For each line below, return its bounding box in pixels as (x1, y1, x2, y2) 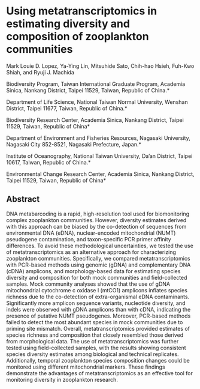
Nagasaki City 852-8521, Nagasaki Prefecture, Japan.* (6, 140, 142, 148)
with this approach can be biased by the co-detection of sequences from (6, 223, 187, 230)
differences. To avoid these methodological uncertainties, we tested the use (6, 242, 193, 249)
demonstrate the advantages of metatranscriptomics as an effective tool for (6, 369, 193, 376)
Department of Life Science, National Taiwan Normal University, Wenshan (6, 98, 188, 106)
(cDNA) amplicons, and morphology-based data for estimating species (6, 267, 181, 274)
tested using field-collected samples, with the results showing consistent (6, 344, 187, 351)
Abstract (6, 194, 40, 205)
